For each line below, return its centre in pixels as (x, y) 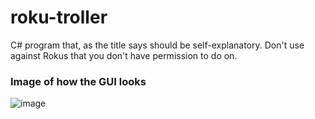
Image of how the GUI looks (78, 81)
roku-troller (59, 17)
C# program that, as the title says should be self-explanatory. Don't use (157, 45)
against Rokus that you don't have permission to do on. (124, 55)
